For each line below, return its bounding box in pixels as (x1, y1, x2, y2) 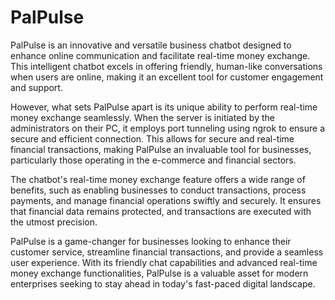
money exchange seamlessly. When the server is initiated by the (10, 111, 275, 123)
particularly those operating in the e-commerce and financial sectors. (10, 154, 297, 166)
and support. (10, 81, 63, 93)
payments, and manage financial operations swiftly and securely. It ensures (10, 194, 322, 206)
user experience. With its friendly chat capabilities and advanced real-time (10, 256, 318, 268)
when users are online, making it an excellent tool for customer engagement (10, 71, 324, 83)
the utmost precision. (10, 216, 98, 228)
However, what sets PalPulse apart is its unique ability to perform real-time (10, 101, 318, 113)
